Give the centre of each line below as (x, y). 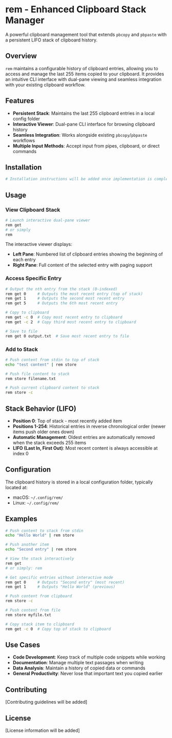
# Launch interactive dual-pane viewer (48, 220)
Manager (25, 20)
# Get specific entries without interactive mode (59, 577)
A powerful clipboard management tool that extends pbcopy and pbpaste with (86, 34)
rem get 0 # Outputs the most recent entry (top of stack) (74, 294)
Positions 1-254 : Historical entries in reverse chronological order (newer (89, 426)
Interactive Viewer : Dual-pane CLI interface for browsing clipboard (84, 124)
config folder (26, 118)
